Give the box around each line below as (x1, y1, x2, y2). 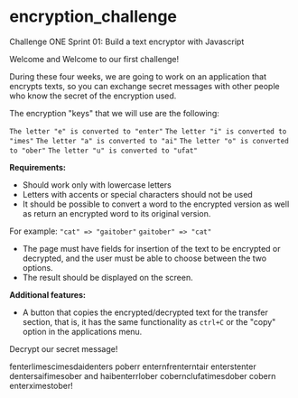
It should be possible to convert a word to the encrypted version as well (22, 199, 290, 209)
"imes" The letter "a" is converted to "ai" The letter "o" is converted (9, 136, 289, 145)
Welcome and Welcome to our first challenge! (9, 53, 179, 64)
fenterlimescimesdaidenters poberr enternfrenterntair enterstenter (9, 361, 256, 372)
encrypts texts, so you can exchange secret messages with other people (9, 80, 280, 91)
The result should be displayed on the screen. (22, 272, 193, 282)
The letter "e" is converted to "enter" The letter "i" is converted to (9, 126, 287, 136)
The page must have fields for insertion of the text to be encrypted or (22, 243, 282, 254)
